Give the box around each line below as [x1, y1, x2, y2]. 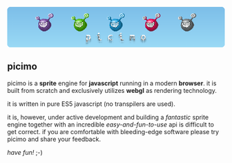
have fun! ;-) [7, 148, 43, 156]
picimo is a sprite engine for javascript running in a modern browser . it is [7, 79, 217, 87]
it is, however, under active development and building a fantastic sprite [7, 113, 209, 121]
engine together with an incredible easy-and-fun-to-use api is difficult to [7, 120, 215, 129]
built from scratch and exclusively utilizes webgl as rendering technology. [7, 86, 217, 94]
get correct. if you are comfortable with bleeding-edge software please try [7, 127, 220, 135]
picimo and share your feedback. [7, 135, 101, 143]
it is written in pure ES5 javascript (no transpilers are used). [7, 100, 176, 108]
